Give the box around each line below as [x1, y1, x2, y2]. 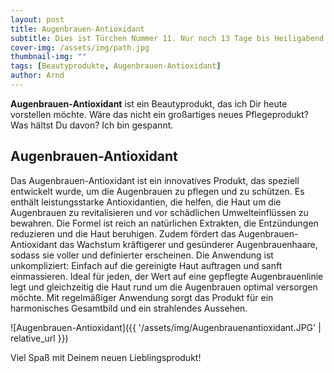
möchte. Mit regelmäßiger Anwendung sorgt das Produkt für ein [10, 291, 274, 303]
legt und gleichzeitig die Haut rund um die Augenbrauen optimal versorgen [10, 281, 318, 293]
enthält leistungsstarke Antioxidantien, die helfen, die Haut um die [10, 196, 282, 208]
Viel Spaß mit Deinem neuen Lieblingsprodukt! [10, 351, 202, 363]
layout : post [10, 14, 65, 25]
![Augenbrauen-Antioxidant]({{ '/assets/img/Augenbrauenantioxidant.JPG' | [10, 321, 322, 333]
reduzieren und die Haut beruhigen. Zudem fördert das [10, 227, 237, 240]
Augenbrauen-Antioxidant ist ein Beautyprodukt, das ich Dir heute [10, 97, 288, 110]
